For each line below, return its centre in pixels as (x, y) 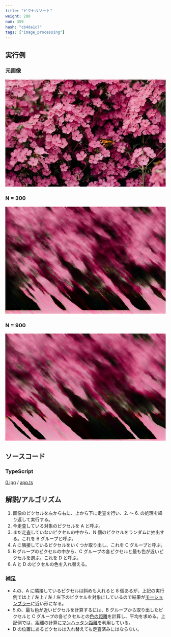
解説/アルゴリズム (33, 500)
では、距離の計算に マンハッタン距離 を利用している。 (77, 623)
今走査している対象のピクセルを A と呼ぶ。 (58, 526)
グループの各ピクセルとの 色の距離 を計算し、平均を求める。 (99, 617)
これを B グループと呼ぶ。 (49, 538)
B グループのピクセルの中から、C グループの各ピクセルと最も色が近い (86, 551)
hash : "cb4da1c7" (24, 27)
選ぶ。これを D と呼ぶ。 (56, 558)
